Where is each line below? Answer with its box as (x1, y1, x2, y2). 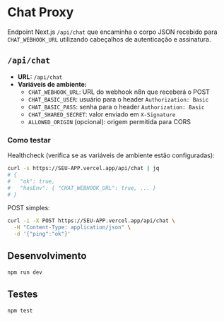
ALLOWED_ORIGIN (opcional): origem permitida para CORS (28, 117, 191, 126)
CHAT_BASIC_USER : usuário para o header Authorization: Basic (28, 95, 209, 103)
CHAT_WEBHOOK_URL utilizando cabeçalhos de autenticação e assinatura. (7, 35, 211, 43)
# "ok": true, (7, 178, 55, 185)
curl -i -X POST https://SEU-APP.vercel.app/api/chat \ (7, 217, 175, 224)
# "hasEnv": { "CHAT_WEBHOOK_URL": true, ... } (7, 184, 157, 191)
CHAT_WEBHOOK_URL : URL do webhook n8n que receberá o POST (28, 87, 211, 96)
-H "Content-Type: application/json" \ (13, 224, 131, 231)
